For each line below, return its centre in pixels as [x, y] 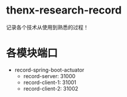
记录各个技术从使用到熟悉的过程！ [47, 27]
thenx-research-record [64, 10]
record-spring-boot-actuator [49, 70]
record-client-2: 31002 [51, 88]
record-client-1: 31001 [50, 82]
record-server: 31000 [49, 76]
